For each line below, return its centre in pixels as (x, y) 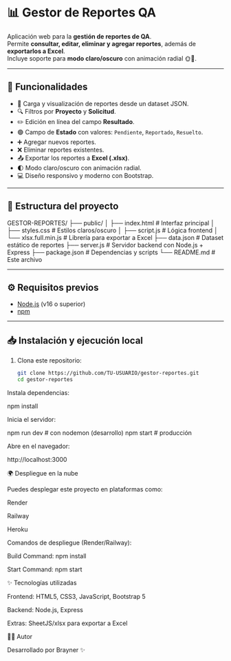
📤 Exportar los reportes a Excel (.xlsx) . (73, 158)
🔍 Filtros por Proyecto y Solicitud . (66, 111)
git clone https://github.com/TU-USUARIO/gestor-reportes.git (108, 373)
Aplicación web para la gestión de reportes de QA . (79, 36)
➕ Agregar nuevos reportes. (56, 142)
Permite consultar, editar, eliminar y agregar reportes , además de (101, 43)
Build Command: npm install (47, 556)
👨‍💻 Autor (20, 636)
